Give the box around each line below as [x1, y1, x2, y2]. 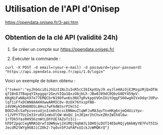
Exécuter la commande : [12, 56, 61, 61]
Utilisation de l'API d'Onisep [5, 3, 120, 15]
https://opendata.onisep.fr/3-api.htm [5, 19, 79, 25]
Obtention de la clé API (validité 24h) [5, 33, 118, 42]
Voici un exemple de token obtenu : [5, 77, 76, 83]
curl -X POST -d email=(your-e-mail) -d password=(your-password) [5, 65, 142, 70]
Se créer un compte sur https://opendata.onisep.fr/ [12, 46, 114, 52]
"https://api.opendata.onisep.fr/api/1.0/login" [5, 69, 105, 74]
